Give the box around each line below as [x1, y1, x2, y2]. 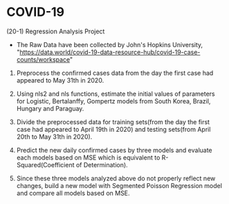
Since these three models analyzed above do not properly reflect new [16, 174, 216, 182]
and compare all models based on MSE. [16, 189, 130, 197]
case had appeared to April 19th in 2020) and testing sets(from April [16, 125, 211, 133]
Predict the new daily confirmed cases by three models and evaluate [16, 146, 212, 154]
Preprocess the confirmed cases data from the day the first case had [16, 69, 214, 77]
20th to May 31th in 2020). [16, 133, 93, 141]
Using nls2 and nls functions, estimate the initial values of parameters [16, 90, 215, 98]
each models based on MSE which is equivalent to [16, 153, 161, 162]
